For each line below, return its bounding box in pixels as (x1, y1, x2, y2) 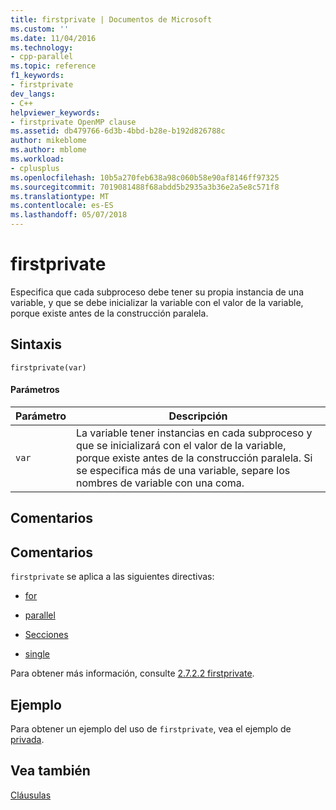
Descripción (168, 409, 228, 423)
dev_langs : (10, 89, 56, 99)
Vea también (10, 762, 91, 780)
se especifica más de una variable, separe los (75, 463, 291, 477)
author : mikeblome (10, 136, 87, 146)
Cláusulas (10, 789, 52, 801)
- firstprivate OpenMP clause (10, 117, 137, 127)
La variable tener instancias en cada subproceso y (75, 426, 313, 440)
